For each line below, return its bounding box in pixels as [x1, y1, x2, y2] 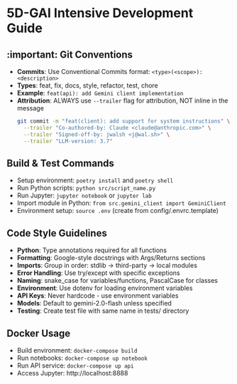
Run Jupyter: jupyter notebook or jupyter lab [16, 191, 152, 200]
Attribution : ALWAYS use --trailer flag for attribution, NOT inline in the [16, 96, 228, 105]
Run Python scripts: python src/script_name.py [16, 184, 156, 192]
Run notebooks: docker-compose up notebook [16, 353, 148, 362]
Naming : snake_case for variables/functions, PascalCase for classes [16, 276, 218, 285]
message [16, 104, 44, 112]
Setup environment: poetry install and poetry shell [16, 176, 174, 185]
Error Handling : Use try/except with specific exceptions [16, 269, 180, 277]
